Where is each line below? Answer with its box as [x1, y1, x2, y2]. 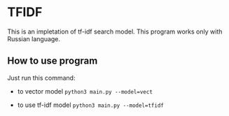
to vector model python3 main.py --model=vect [17, 87, 153, 95]
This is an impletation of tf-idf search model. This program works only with [7, 27, 223, 36]
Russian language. [7, 34, 61, 43]
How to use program [7, 55, 98, 67]
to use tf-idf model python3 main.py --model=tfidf [17, 101, 165, 109]
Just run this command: [7, 73, 76, 82]
